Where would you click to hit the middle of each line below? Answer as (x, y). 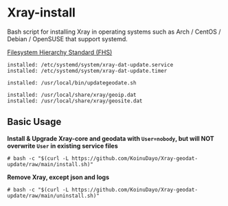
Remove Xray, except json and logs (58, 177)
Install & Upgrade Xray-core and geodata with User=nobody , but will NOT (111, 138)
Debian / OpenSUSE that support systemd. (68, 38)
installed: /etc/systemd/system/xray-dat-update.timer (87, 71)
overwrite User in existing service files (62, 146)
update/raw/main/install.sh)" (50, 164)
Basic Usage (34, 122)
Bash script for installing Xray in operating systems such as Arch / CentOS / (114, 32)
